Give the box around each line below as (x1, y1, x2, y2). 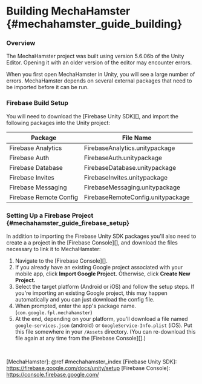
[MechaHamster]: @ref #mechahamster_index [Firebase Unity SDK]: (6, 358, 177, 365)
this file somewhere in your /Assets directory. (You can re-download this (15, 328, 196, 335)
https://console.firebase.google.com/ (6, 371, 99, 379)
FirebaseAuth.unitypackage (83, 153, 162, 162)
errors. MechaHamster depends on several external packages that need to (6, 77, 192, 84)
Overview (6, 39, 36, 47)
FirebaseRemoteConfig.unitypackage (83, 193, 190, 201)
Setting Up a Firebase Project (6, 211, 94, 220)
